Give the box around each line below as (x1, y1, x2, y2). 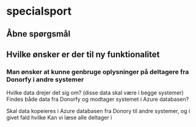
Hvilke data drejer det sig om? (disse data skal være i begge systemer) (6, 89, 184, 96)
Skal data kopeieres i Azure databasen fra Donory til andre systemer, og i (6, 107, 191, 115)
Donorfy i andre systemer (6, 75, 84, 84)
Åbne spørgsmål (6, 29, 71, 39)
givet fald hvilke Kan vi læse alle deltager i (6, 114, 112, 122)
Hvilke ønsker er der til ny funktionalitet (6, 49, 160, 59)
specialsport (6, 4, 72, 18)
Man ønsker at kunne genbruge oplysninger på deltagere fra (6, 67, 189, 76)
